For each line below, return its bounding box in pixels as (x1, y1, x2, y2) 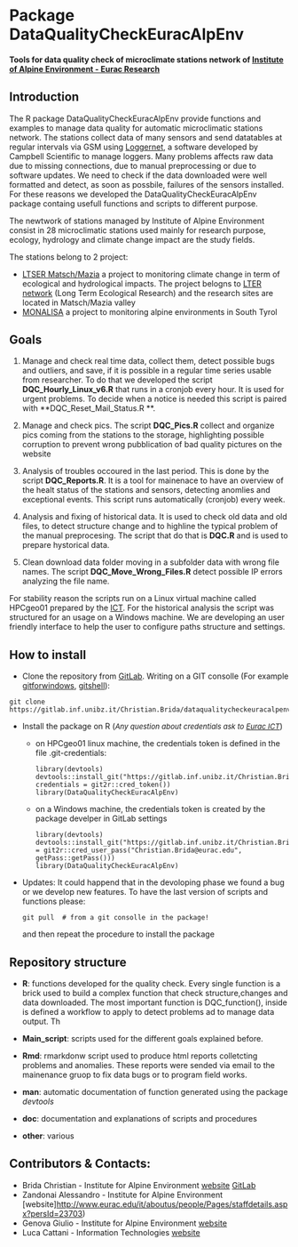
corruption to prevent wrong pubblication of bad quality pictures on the (21, 439, 282, 450)
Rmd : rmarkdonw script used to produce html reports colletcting (21, 1050, 258, 1061)
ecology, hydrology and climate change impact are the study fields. (9, 234, 255, 245)
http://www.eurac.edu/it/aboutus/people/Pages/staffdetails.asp (56, 1198, 288, 1210)
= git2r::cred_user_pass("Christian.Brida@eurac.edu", (35, 846, 242, 855)
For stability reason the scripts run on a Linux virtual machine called (9, 593, 257, 604)
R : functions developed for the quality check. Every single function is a (21, 978, 281, 989)
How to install (9, 647, 87, 663)
